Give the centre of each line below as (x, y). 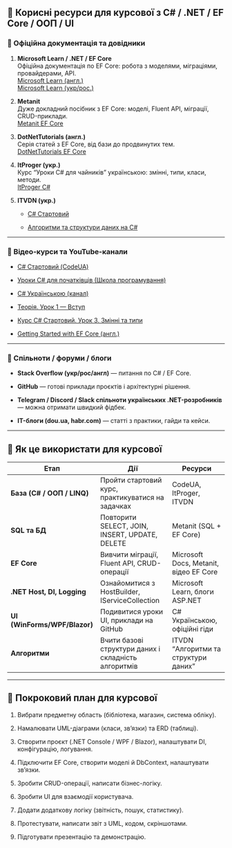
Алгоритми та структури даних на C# (83, 227)
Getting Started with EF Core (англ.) (68, 334)
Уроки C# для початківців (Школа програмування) (91, 280)
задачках (115, 506)
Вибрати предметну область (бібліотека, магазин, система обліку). (117, 714)
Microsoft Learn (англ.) (50, 80)
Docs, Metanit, (195, 563)
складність (118, 658)
